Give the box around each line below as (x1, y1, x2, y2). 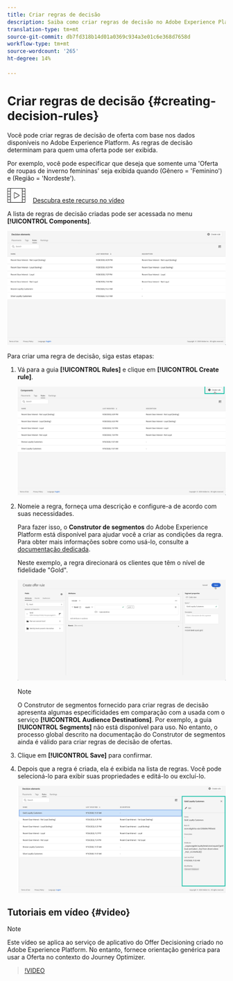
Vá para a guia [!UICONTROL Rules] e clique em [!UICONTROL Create (17, 365, 220, 374)
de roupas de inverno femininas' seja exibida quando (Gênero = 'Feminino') (7, 167, 223, 175)
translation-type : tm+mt (7, 26, 79, 33)
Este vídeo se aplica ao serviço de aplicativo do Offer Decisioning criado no (7, 938, 223, 947)
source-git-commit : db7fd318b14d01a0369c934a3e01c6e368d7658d (7, 33, 191, 40)
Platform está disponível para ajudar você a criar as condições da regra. (17, 530, 223, 539)
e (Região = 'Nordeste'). (7, 174, 76, 182)
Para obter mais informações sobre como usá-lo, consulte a (17, 538, 189, 546)
